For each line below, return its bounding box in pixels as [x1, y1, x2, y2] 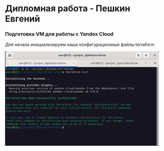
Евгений [5, 13, 41, 24]
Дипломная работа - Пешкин [5, 3, 130, 14]
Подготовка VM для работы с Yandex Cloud [5, 31, 114, 38]
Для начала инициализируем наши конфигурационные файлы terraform [5, 42, 155, 48]
